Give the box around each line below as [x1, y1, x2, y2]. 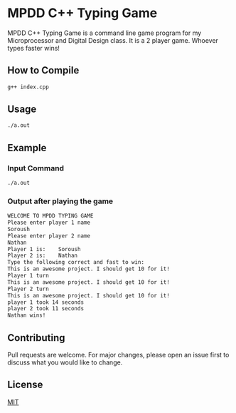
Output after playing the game [7, 196, 114, 206]
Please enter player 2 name [7, 232, 91, 240]
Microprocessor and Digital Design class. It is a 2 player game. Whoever [7, 36, 219, 44]
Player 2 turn [7, 285, 50, 292]
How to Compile [7, 64, 80, 76]
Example [7, 141, 47, 154]
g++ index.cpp [7, 83, 50, 91]
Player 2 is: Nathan [7, 252, 78, 260]
